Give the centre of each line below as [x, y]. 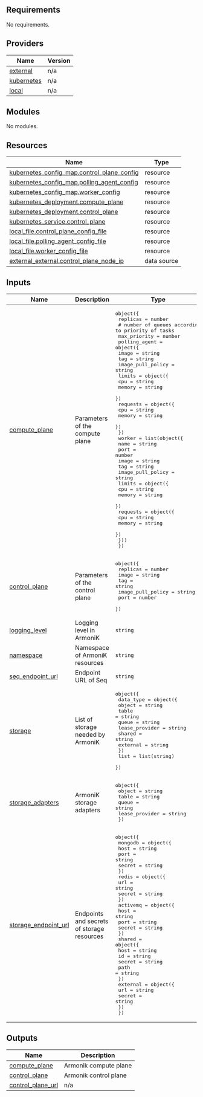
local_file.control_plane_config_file [58, 231]
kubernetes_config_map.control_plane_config [74, 173]
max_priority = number [149, 336]
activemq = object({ [146, 905]
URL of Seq [91, 681]
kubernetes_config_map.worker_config [65, 192]
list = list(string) [146, 756]
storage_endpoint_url [39, 925]
